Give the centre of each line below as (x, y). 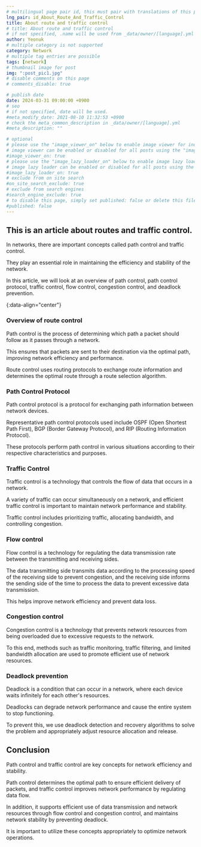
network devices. (28, 410)
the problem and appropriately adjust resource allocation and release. (92, 731)
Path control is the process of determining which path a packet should (93, 334)
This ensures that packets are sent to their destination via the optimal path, (98, 352)
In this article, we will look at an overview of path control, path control (92, 281)
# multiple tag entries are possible (53, 56)
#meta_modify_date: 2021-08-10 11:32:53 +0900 (65, 117)
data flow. (19, 795)
